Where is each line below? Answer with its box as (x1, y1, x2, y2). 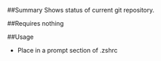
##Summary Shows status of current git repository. (7, 6, 155, 14)
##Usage (7, 33, 34, 41)
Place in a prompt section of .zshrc (17, 46, 118, 54)
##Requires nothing (7, 19, 64, 27)
